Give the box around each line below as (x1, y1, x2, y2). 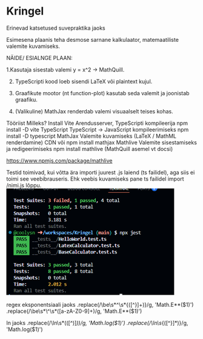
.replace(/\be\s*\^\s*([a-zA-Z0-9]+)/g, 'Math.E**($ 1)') (6, 307, 142, 315)
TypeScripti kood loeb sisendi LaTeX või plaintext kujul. (15, 78, 153, 85)
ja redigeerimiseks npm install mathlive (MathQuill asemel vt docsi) (6, 145, 173, 152)
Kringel (6, 4, 44, 18)
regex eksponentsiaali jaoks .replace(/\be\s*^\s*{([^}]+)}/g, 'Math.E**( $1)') (6, 301, 194, 308)
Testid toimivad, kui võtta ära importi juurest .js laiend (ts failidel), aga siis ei (6, 169, 195, 176)
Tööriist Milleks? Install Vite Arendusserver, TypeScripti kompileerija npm (6, 119, 188, 127)
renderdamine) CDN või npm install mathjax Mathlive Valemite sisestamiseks (6, 138, 197, 146)
